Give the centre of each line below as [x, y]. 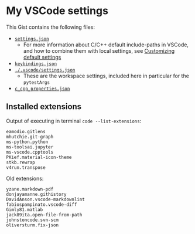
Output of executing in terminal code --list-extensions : [74, 121]
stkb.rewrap [20, 162]
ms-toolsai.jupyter [30, 147]
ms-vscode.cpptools [30, 152]
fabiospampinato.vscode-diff [42, 204]
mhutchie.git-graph [30, 137]
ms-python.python [27, 142]
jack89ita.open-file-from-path [44, 215]
